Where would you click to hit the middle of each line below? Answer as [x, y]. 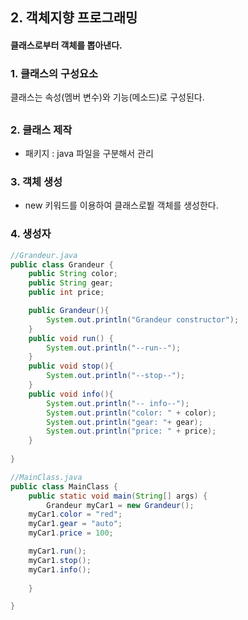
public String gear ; [71, 283]
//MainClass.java [46, 477]
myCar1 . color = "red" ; [75, 514]
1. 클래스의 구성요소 [54, 73]
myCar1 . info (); [60, 569]
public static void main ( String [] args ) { [118, 496]
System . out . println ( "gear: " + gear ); [124, 422]
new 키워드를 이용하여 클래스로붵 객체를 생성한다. [121, 205]
